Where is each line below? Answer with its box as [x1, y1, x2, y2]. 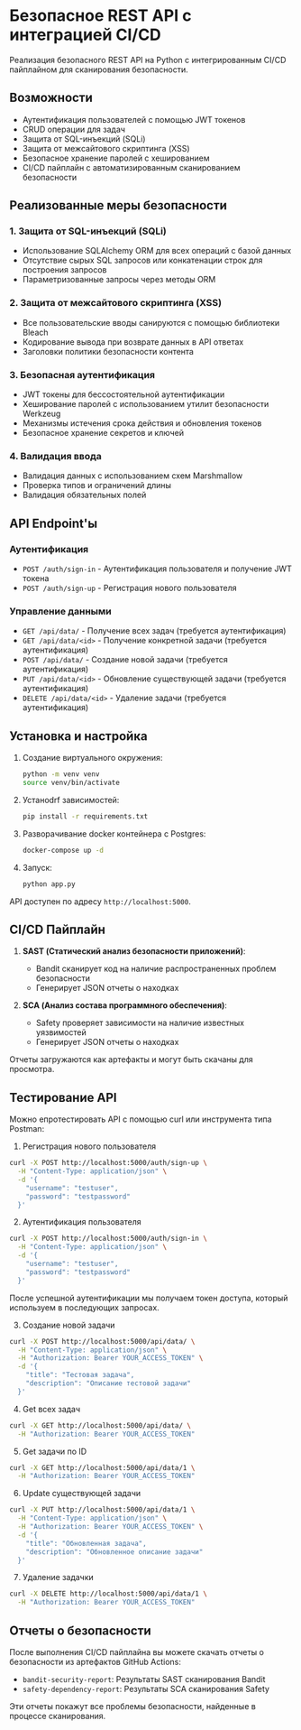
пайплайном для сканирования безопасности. [9, 64, 188, 75]
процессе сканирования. [9, 1710, 106, 1721]
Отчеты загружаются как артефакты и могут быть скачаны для [9, 1054, 254, 1065]
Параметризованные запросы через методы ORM [22, 274, 216, 285]
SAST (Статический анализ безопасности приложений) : [22, 946, 246, 957]
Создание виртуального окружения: [22, 753, 163, 763]
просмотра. [9, 1064, 55, 1075]
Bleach [22, 327, 49, 338]
